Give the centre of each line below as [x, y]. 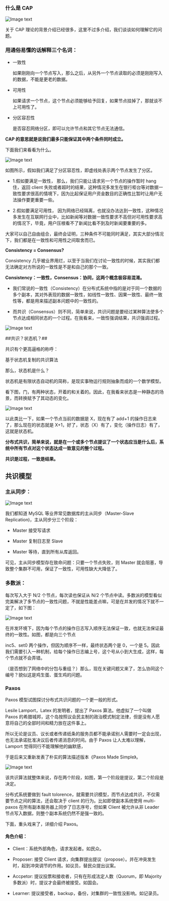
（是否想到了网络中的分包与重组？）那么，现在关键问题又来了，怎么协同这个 [84, 668]
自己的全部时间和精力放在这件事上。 [51, 723]
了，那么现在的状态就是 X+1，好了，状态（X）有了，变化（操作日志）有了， [84, 425]
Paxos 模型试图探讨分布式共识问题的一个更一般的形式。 [63, 700]
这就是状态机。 [21, 431]
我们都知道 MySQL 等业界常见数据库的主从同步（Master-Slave [70, 513]
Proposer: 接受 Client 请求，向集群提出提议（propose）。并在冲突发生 [84, 859]
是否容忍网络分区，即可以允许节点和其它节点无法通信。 [70, 128]
